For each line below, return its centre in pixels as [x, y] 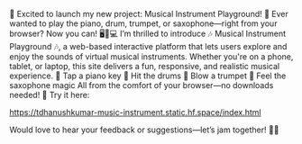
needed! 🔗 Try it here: [50, 95]
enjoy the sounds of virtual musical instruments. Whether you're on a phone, [151, 57]
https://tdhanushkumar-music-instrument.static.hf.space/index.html [135, 112]
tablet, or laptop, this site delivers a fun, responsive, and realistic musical [145, 66]
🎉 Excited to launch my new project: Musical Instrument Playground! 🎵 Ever [149, 14]
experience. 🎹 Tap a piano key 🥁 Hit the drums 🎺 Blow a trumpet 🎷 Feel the [148, 76]
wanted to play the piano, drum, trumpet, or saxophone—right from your [143, 23]
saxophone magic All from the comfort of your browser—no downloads [142, 85]
